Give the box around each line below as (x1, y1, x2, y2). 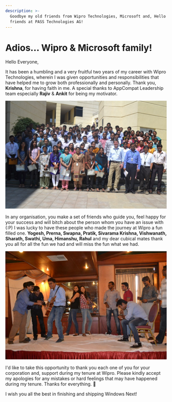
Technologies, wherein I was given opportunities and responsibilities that (5, 74, 159, 81)
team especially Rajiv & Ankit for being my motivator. (5, 90, 118, 97)
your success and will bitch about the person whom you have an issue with (5, 219, 164, 225)
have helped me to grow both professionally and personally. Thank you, (5, 80, 157, 86)
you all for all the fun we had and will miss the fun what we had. (5, 241, 139, 247)
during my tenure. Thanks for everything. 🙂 (5, 380, 96, 387)
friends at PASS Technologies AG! (10, 19, 83, 24)
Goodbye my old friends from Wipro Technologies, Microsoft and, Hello (10, 13, 166, 19)
